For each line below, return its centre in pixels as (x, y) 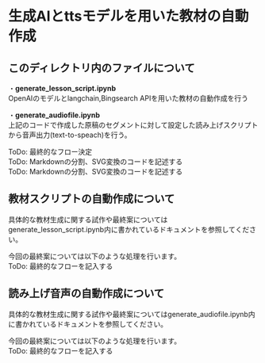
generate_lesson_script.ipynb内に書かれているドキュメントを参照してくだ (129, 229)
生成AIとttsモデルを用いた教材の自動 (129, 16)
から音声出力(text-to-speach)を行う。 (70, 135)
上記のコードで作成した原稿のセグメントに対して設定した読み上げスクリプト (133, 125)
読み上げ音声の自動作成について (86, 294)
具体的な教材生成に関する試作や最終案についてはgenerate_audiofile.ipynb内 (132, 314)
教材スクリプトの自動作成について (92, 199)
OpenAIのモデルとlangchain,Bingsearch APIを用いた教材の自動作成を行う (128, 98)
